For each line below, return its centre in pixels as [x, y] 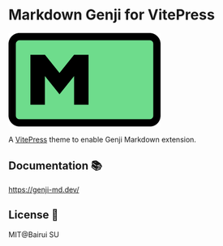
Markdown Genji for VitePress [111, 15]
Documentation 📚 [56, 166]
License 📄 [34, 215]
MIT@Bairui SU [34, 234]
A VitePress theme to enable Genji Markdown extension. [103, 140]
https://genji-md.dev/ [44, 189]
